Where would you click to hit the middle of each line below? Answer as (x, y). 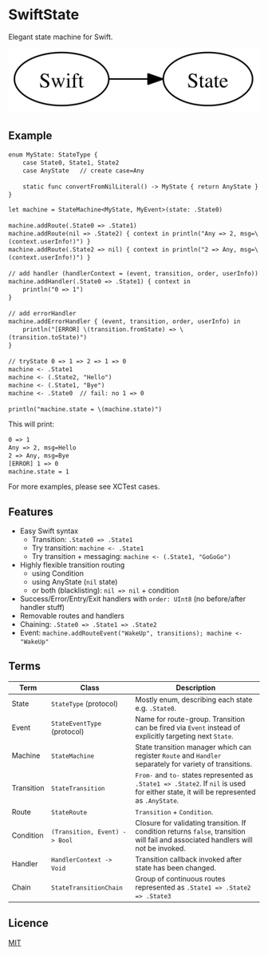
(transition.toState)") (48, 338)
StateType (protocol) (85, 703)
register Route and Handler (178, 755)
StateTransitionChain (87, 888)
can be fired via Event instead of (188, 727)
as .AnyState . (157, 801)
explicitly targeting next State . (184, 735)
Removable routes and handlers (72, 616)
